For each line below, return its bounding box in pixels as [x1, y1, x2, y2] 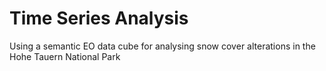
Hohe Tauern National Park [9, 50, 121, 62]
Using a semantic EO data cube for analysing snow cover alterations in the [9, 40, 316, 52]
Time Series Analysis [9, 7, 189, 30]
